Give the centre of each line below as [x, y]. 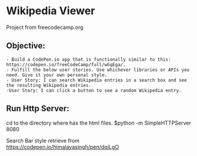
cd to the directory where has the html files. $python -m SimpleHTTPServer [99, 123]
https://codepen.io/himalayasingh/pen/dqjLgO [63, 147]
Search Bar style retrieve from [43, 141]
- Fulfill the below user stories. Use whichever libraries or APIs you [98, 70]
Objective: [26, 46]
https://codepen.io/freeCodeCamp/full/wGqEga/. [66, 64]
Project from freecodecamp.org [45, 27]
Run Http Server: [38, 108]
